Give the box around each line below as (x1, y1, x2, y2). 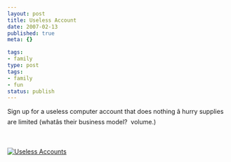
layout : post (7, 10, 46, 17)
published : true (7, 29, 55, 37)
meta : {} (7, 36, 33, 43)
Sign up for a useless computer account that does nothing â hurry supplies (7, 108, 224, 116)
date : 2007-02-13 (7, 23, 58, 30)
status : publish (7, 88, 55, 95)
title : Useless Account (7, 17, 77, 24)
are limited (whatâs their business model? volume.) (7, 118, 157, 126)
